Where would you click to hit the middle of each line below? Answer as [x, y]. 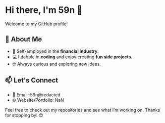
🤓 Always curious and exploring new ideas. [56, 64]
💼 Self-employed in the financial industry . [55, 51]
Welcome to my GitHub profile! [36, 24]
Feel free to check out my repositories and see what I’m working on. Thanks [82, 110]
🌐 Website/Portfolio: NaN [38, 100]
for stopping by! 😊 [24, 115]
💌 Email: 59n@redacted [36, 95]
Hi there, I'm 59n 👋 [44, 10]
